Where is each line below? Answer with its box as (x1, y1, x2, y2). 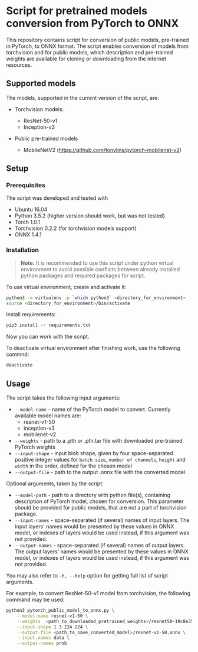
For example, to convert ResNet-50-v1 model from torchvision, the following (6, 590, 190, 597)
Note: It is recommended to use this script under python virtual (20, 259, 174, 267)
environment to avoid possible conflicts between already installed (20, 265, 180, 273)
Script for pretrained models (6, 4, 148, 18)
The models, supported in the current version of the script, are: (6, 94, 159, 101)
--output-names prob (16, 640, 67, 647)
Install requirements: (6, 311, 56, 318)
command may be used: (6, 596, 65, 604)
